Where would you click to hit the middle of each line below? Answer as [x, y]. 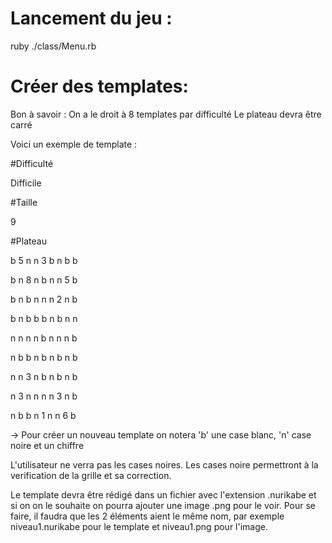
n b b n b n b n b [44, 357]
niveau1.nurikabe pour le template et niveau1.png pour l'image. [139, 526]
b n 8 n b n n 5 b [44, 279]
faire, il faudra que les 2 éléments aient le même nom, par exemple [147, 516]
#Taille [24, 202]
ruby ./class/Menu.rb [53, 46]
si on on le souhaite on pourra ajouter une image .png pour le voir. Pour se [163, 505]
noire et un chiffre [47, 445]
